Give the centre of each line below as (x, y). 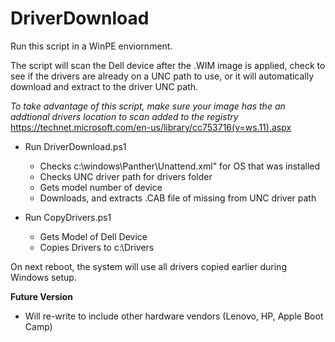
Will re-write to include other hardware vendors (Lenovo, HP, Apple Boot (174, 316)
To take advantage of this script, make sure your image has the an (148, 106)
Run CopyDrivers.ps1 (68, 217)
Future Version (41, 296)
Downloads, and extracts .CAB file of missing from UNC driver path (178, 198)
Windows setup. (43, 277)
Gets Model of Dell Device (93, 236)
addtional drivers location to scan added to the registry (124, 116)
